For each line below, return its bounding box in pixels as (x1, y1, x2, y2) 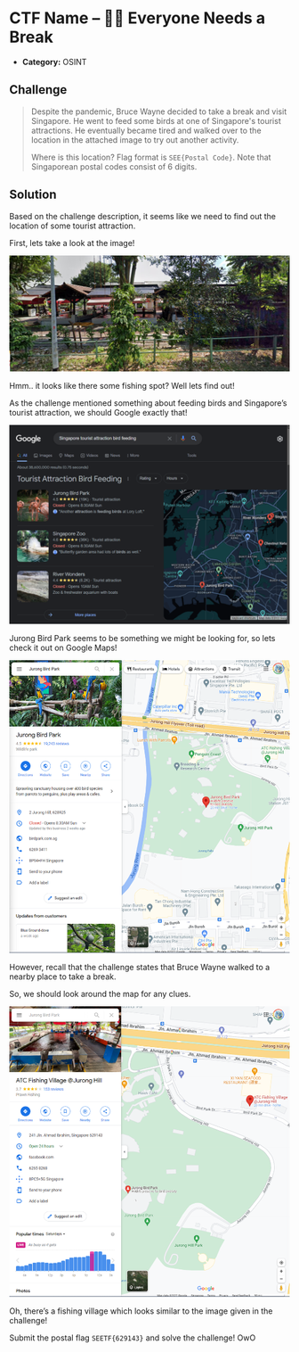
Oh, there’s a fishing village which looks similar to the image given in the (9, 1306, 273, 1316)
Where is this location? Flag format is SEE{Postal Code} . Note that (30, 152, 271, 162)
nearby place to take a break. (9, 971, 117, 982)
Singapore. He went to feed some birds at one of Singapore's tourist (30, 115, 282, 126)
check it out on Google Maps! (9, 642, 117, 654)
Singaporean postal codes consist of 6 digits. (30, 161, 198, 172)
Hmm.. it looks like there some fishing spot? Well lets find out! (9, 380, 235, 391)
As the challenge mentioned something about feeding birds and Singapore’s (9, 397, 287, 408)
